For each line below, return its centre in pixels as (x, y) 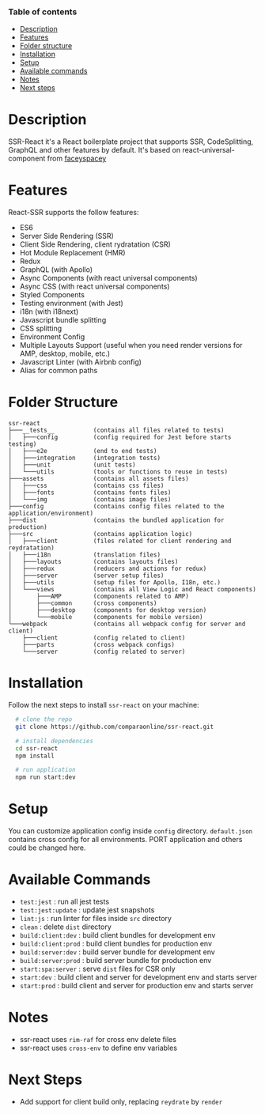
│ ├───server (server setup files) (86, 576)
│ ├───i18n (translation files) (84, 555)
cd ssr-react (37, 748)
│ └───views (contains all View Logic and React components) (132, 590)
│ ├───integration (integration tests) (84, 458)
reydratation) (32, 548)
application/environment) (51, 514)
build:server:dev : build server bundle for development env (117, 952)
